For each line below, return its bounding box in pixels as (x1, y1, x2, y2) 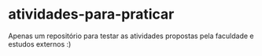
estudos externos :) (8, 39, 72, 48)
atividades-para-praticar (8, 5, 175, 23)
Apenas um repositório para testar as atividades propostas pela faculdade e (8, 31, 254, 40)
